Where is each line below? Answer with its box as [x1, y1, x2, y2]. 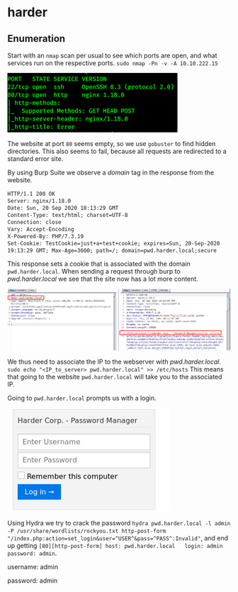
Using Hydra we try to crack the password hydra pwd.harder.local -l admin [7, 519, 231, 527]
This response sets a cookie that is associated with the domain [7, 259, 191, 268]
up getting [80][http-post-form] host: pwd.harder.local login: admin [7, 542, 223, 550]
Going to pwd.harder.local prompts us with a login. [7, 394, 157, 403]
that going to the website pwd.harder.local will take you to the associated [7, 373, 222, 381]
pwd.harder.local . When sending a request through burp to [7, 267, 181, 275]
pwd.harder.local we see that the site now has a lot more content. [7, 274, 198, 283]
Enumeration [7, 33, 66, 45]
